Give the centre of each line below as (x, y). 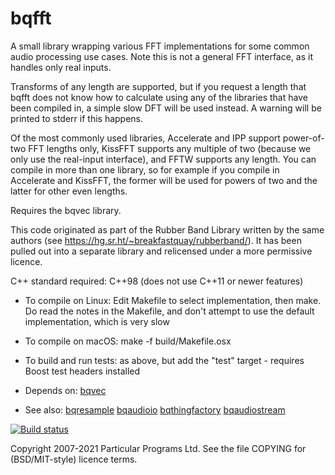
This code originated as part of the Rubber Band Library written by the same (167, 229)
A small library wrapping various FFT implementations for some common (160, 46)
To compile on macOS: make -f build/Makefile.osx (128, 341)
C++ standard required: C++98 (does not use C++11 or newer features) (157, 281)
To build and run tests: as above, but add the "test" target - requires (164, 360)
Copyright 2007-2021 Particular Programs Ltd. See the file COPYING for (158, 448)
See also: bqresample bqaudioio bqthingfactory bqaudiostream (155, 409)
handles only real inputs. (61, 67)
